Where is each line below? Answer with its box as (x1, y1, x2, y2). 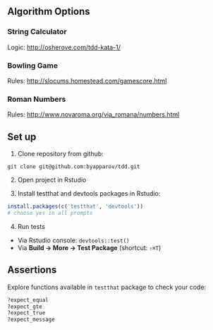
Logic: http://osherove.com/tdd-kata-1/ (7, 42, 121, 52)
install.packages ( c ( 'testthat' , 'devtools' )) (7, 203, 143, 211)
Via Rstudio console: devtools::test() (17, 236, 130, 244)
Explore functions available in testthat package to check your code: (7, 283, 207, 291)
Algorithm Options (7, 6, 90, 18)
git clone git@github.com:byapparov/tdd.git (7, 163, 140, 170)
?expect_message (7, 316, 55, 324)
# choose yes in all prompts (7, 209, 93, 216)
